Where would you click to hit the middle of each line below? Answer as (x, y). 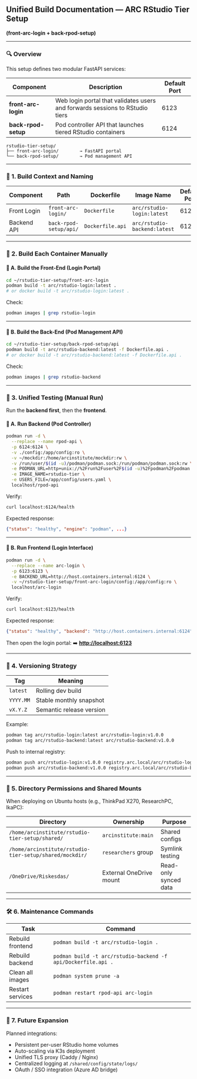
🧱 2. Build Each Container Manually (57, 254)
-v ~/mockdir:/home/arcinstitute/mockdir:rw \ (69, 458)
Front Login (25, 211)
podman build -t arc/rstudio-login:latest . (61, 286)
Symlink (171, 849)
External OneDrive (127, 873)
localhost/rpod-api (35, 485)
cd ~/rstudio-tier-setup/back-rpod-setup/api (62, 344)
